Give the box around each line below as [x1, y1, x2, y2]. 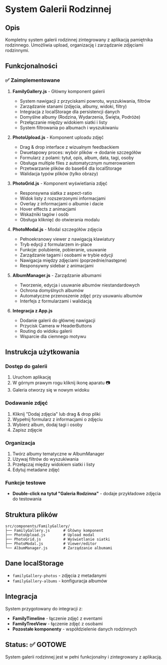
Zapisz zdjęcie [12, 427, 42, 433]
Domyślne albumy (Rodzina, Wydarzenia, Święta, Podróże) [19, 114, 141, 120]
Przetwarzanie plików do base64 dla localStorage [19, 165, 122, 171]
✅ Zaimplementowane [5, 77, 60, 84]
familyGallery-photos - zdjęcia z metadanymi [12, 572, 107, 578]
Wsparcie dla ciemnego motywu [19, 333, 86, 339]
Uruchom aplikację [12, 374, 51, 380]
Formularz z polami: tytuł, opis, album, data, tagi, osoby [19, 154, 134, 161]
